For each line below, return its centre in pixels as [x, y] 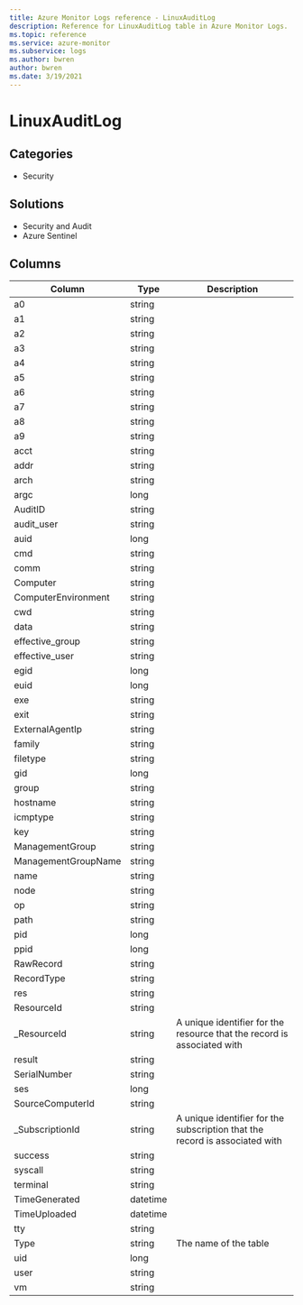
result [26, 1060]
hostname [35, 803]
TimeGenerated [47, 1199]
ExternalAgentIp [48, 730]
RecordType [40, 979]
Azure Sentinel [50, 235]
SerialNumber [43, 1074]
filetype [30, 758]
